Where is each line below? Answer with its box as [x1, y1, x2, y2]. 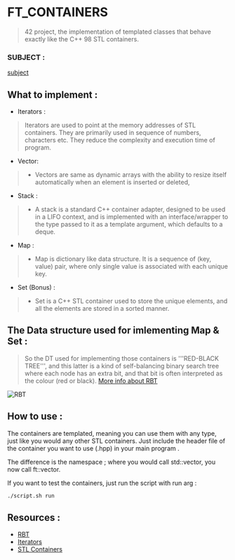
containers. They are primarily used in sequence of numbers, [24, 128, 201, 137]
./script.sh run [7, 492, 55, 499]
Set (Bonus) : [17, 284, 56, 292]
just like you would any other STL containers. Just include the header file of [7, 436, 226, 445]
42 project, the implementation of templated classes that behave [24, 27, 212, 36]
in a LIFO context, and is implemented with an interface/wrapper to [34, 213, 229, 221]
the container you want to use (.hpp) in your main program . [7, 444, 180, 453]
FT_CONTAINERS [7, 4, 109, 20]
